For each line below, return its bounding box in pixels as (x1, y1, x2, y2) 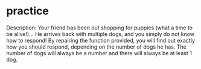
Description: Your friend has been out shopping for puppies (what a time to (6, 24, 193, 31)
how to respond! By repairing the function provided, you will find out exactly (6, 37, 195, 44)
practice (6, 4, 49, 18)
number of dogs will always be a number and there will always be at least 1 (6, 49, 192, 56)
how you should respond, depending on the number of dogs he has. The (6, 43, 187, 50)
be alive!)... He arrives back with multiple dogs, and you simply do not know (6, 30, 195, 37)
